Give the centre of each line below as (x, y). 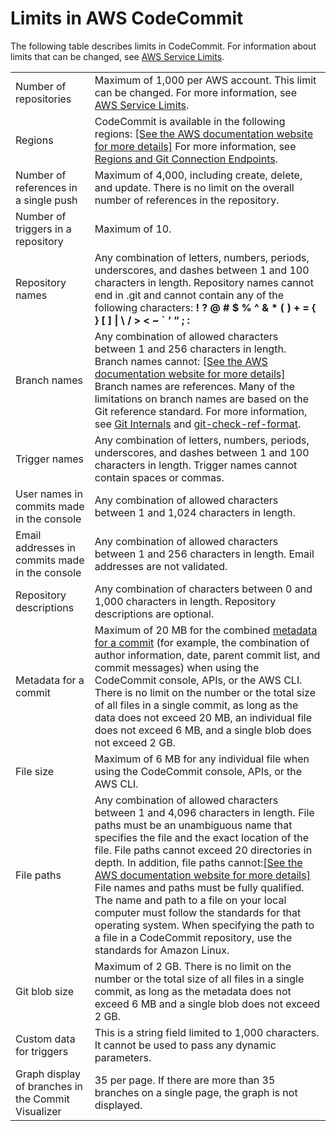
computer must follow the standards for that (198, 912)
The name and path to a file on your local (190, 900)
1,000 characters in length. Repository (185, 601)
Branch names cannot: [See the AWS (181, 361)
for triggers (42, 1051)
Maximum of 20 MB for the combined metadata (206, 630)
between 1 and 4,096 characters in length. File (204, 812)
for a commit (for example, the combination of (202, 642)
